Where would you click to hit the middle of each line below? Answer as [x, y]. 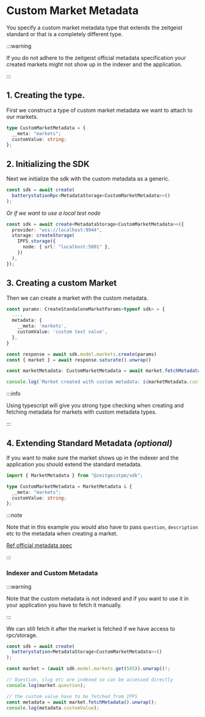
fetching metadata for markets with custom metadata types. [81, 412]
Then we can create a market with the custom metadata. [77, 298]
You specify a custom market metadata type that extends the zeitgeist [95, 28]
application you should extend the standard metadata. [74, 464]
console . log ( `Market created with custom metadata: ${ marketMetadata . [98, 382]
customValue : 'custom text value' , [63, 332]
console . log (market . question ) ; [46, 685]
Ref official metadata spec [39, 546]
